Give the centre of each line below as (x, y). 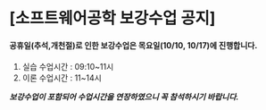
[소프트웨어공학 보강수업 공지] (112, 18)
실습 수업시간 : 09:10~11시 (68, 67)
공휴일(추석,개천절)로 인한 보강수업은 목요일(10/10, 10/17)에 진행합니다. (133, 45)
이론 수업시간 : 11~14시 (62, 78)
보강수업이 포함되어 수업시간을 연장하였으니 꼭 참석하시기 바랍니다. (124, 97)
